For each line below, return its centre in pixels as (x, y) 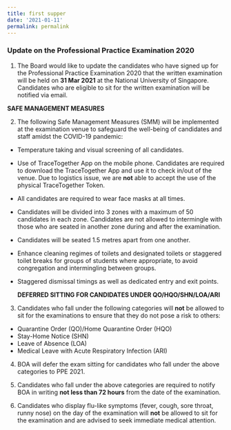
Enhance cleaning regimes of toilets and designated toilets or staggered (119, 253)
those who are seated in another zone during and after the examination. (119, 226)
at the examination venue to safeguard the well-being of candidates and (119, 129)
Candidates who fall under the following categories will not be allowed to (121, 308)
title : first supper (37, 13)
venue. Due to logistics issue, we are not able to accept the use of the (117, 177)
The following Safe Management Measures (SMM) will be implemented (118, 121)
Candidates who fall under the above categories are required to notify (116, 384)
